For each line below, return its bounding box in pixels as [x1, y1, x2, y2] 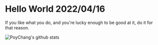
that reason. [5, 24, 29, 30]
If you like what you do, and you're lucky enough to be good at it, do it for [5, 20, 153, 25]
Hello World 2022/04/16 [5, 3, 105, 15]
